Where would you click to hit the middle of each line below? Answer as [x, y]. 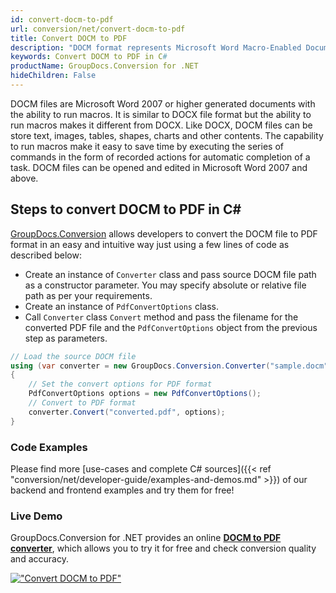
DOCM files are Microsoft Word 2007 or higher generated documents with [163, 103]
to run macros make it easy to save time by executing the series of [147, 146]
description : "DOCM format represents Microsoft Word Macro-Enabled [156, 47]
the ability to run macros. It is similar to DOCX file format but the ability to [161, 114]
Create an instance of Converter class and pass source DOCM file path [170, 274]
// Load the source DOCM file [73, 356]
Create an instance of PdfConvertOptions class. [121, 306]
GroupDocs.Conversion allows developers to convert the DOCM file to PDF [164, 233]
